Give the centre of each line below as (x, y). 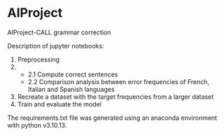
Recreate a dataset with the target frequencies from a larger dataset (115, 97)
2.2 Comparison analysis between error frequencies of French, (119, 81)
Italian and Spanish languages (71, 89)
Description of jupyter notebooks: (56, 46)
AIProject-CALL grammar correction (59, 32)
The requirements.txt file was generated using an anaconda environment (112, 118)
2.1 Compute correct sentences (73, 74)
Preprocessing (38, 59)
